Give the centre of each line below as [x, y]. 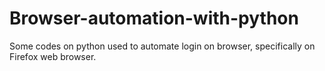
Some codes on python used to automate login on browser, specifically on [162, 46]
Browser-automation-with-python [154, 18]
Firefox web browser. [53, 56]
